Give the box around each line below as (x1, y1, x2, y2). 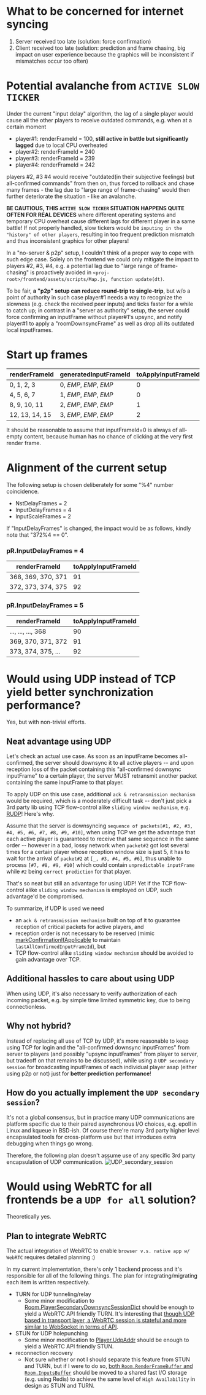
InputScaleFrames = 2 (15, 512, 72, 520)
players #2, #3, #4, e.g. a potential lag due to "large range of (6, 262, 159, 269)
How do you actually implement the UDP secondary (6, 1088, 200, 1098)
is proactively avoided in (30, 269, 92, 276)
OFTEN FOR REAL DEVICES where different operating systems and (6, 211, 176, 218)
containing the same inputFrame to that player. (6, 779, 124, 786)
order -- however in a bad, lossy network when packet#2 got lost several (6, 842, 189, 849)
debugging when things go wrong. (6, 1139, 94, 1147)
